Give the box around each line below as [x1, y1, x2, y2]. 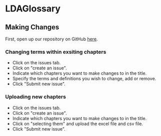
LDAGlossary [5, 3, 61, 14]
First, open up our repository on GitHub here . [5, 36, 98, 42]
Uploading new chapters [5, 93, 66, 100]
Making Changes [5, 23, 59, 31]
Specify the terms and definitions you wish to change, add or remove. [12, 76, 156, 82]
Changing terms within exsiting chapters [5, 48, 106, 55]
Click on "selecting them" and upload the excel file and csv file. [12, 121, 143, 127]
